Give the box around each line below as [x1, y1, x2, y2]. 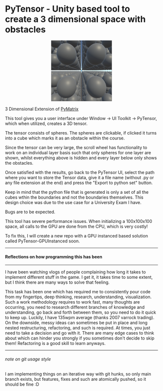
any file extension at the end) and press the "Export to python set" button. [5, 180, 153, 186]
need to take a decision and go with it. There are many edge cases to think [5, 330, 154, 336]
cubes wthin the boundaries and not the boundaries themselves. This [5, 194, 144, 200]
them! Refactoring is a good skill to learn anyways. [5, 340, 106, 346]
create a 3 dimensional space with [5, 14, 146, 25]
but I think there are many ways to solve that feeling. [5, 279, 110, 285]
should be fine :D [5, 381, 39, 387]
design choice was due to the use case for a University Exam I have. [5, 199, 142, 205]
